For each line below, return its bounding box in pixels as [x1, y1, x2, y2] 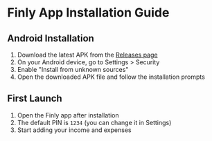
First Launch [7, 93, 62, 104]
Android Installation [7, 32, 95, 44]
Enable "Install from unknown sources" [17, 66, 129, 73]
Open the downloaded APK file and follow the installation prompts [17, 73, 206, 81]
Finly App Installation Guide [7, 5, 170, 21]
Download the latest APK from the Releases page [17, 50, 158, 59]
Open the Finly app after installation [17, 111, 119, 119]
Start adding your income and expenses [17, 126, 132, 134]
